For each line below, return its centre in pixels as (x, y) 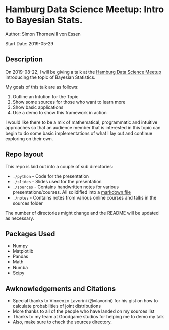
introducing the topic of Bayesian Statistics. (50, 77)
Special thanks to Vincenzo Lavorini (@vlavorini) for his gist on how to (85, 301)
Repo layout (24, 154)
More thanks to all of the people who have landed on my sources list (83, 311)
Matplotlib (23, 251)
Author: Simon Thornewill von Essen (43, 34)
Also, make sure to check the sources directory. (62, 322)
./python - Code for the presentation (51, 176)
